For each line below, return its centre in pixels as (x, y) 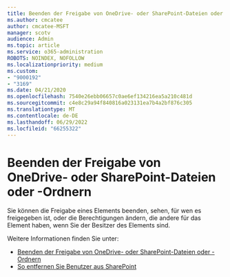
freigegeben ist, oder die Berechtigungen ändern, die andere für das (104, 218)
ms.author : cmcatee (35, 20)
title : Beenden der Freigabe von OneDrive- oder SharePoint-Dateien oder (115, 13)
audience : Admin (30, 39)
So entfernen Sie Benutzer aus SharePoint (76, 267)
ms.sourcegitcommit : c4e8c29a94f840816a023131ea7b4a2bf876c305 (100, 103)
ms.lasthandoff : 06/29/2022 (48, 122)
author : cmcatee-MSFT (38, 26)
